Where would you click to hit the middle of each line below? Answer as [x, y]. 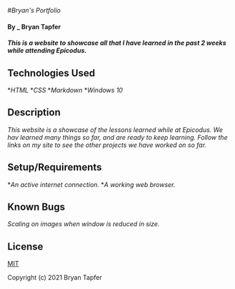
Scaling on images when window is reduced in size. [84, 224]
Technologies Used [51, 73]
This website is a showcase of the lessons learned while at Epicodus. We [115, 130]
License [25, 247]
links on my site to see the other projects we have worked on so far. [107, 145]
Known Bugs [36, 207]
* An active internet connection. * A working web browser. [91, 184]
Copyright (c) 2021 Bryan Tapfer [55, 278]
